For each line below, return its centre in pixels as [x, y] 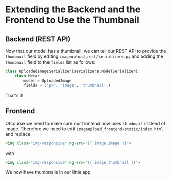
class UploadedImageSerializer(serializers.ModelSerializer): [73, 71]
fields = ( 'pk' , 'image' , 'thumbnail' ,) [67, 85]
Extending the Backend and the [73, 9]
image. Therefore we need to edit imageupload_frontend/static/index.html [84, 129]
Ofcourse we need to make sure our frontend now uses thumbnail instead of [86, 124]
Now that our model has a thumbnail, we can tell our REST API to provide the [86, 51]
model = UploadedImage [48, 81]
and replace [18, 134]
